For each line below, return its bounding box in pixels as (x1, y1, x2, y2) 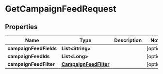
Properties (5, 23, 38, 31)
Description (114, 37, 142, 44)
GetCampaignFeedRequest (5, 3, 116, 15)
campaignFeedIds (7, 53, 50, 59)
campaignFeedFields (7, 45, 57, 52)
